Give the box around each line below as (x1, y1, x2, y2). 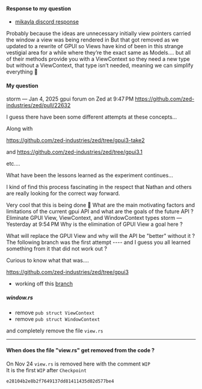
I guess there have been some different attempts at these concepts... (6, 113, 177, 120)
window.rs (6, 294, 33, 301)
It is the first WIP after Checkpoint (6, 366, 87, 373)
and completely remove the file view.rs (6, 327, 103, 334)
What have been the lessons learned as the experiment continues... (6, 172, 173, 179)
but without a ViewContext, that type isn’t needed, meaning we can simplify (6, 62, 194, 69)
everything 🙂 (6, 68, 38, 75)
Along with (6, 125, 33, 132)
